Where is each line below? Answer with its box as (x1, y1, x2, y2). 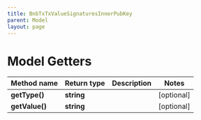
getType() (10, 90, 45, 100)
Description (111, 78, 152, 88)
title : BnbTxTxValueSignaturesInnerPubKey (7, 10, 133, 17)
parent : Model (7, 17, 49, 24)
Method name (10, 78, 58, 88)
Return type (64, 78, 105, 88)
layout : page (7, 23, 45, 30)
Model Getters (7, 53, 92, 69)
